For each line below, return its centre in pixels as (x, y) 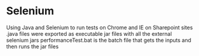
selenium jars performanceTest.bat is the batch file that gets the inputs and (99, 40)
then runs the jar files (32, 46)
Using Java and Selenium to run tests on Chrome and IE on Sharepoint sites (99, 27)
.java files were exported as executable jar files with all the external (89, 33)
